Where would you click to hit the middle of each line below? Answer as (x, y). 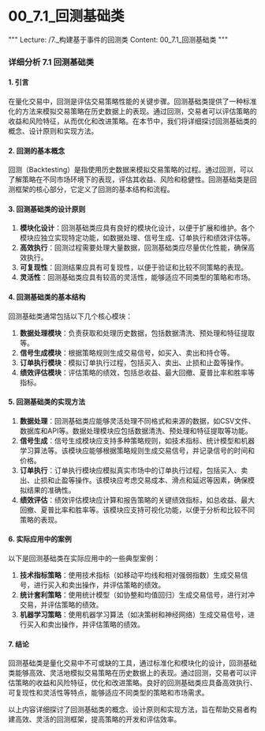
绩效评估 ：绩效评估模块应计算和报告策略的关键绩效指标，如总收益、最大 (137, 499)
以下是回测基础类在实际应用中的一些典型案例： (84, 559)
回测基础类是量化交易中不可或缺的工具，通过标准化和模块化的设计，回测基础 (132, 663)
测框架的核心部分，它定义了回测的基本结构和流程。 (91, 190)
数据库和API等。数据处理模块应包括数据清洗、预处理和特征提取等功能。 (136, 431)
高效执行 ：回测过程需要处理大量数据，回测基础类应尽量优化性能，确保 (134, 248)
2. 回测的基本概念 (37, 150)
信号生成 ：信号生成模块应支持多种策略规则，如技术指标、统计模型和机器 (137, 440)
